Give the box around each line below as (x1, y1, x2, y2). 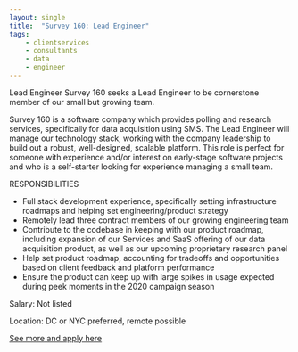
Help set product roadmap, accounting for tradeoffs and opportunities (21, 252, 280, 263)
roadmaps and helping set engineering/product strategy (21, 205, 229, 216)
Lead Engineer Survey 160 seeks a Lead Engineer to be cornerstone (9, 86, 260, 98)
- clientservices (25, 37, 90, 47)
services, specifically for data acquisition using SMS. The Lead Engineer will (9, 123, 290, 134)
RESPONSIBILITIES (9, 178, 79, 189)
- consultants (25, 46, 78, 55)
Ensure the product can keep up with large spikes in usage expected (21, 271, 275, 282)
